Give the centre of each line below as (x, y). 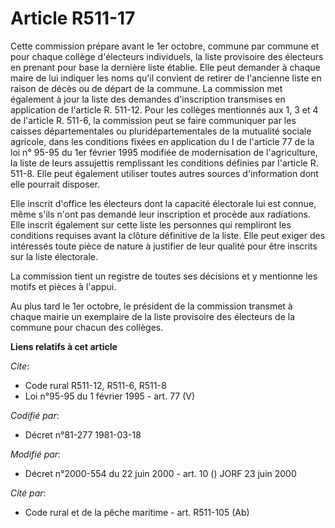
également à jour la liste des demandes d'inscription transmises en (148, 99)
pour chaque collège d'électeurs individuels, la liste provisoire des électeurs (167, 56)
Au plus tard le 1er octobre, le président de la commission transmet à (151, 306)
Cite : (20, 366)
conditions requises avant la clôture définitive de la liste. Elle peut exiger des (168, 235)
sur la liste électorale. (54, 256)
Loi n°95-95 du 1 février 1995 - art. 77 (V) (110, 396)
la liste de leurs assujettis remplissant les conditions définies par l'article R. (164, 163)
